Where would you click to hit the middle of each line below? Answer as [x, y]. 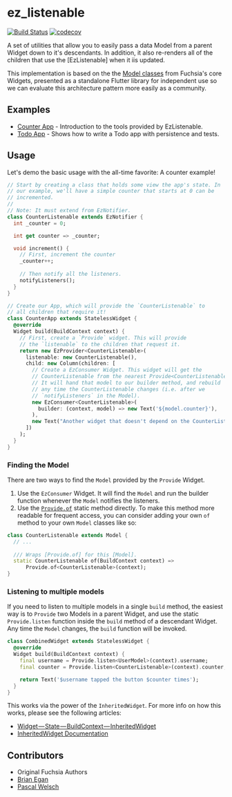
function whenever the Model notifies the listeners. [88, 500]
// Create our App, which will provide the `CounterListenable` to [106, 306]
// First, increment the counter [68, 255]
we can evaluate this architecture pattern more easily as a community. [107, 88]
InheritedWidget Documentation [62, 733]
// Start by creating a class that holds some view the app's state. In [114, 185]
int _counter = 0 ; [40, 223]
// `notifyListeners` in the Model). [86, 395]
